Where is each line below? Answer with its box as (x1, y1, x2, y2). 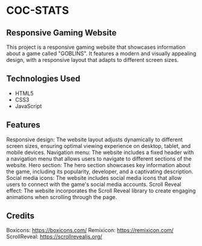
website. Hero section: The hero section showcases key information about (6, 161, 191, 168)
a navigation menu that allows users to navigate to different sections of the (6, 155, 192, 162)
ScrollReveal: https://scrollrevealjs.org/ (6, 233, 103, 241)
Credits (6, 211, 35, 221)
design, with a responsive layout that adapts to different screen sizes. (6, 57, 179, 63)
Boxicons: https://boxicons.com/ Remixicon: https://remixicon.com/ (6, 227, 174, 234)
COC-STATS (6, 4, 69, 17)
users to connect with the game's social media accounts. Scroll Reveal (6, 180, 181, 188)
